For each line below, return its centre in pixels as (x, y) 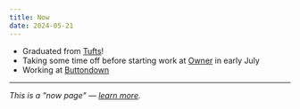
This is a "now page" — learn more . (75, 95)
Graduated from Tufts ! (63, 51)
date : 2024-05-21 (42, 26)
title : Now (29, 17)
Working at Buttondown (66, 70)
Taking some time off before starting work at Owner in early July (141, 60)
